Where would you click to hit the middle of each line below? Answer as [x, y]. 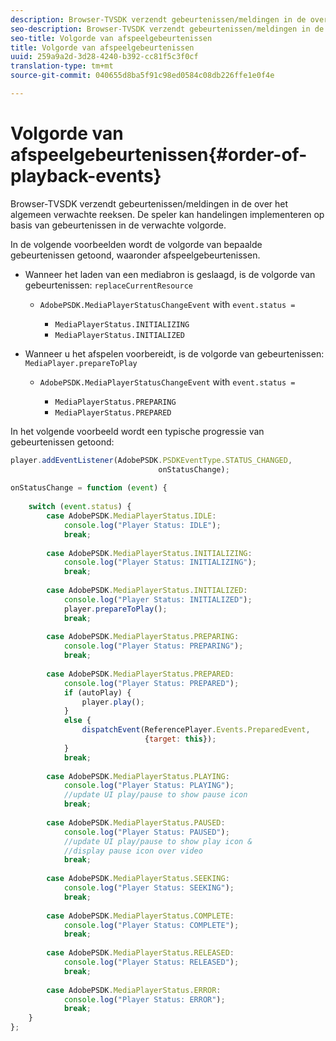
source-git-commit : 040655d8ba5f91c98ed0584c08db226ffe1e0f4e [142, 76]
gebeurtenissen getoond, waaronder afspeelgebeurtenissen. [135, 255]
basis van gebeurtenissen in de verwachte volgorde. [118, 225]
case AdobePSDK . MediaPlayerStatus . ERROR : [134, 990]
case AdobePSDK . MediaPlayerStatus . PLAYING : [138, 776]
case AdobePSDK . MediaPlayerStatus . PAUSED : [136, 822]
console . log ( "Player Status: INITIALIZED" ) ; [158, 599]
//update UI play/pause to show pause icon [155, 795]
